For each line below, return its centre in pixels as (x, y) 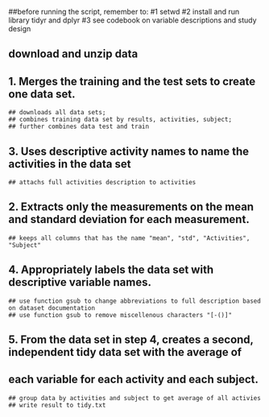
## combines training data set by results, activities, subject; (120, 120)
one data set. (42, 94)
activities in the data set (70, 164)
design (20, 29)
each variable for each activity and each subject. (134, 380)
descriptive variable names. (80, 282)
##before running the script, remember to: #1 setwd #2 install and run (124, 12)
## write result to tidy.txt (57, 405)
